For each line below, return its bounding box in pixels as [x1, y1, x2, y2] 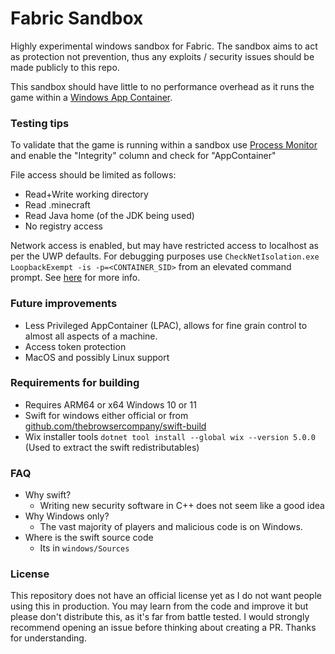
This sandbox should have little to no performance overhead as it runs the [10, 80, 315, 92]
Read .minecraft [24, 199, 91, 211]
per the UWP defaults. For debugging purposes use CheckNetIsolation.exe [10, 250, 320, 262]
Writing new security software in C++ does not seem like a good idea [39, 500, 325, 512]
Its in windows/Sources [39, 542, 130, 554]
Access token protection [24, 340, 127, 352]
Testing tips [10, 116, 70, 130]
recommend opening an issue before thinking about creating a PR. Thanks [10, 622, 317, 634]
